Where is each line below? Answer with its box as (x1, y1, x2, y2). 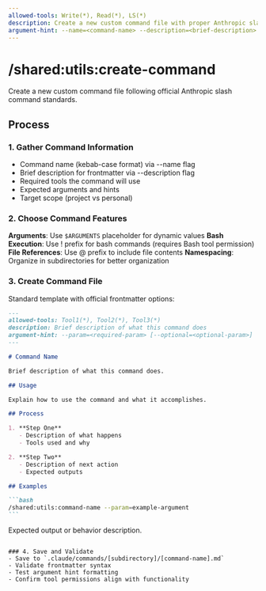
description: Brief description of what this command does (8, 324, 207, 332)
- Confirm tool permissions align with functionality (8, 575, 190, 584)
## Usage (8, 381, 37, 389)
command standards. (8, 95, 78, 104)
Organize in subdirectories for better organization (8, 256, 169, 266)
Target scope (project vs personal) (19, 193, 133, 203)
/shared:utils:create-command (8, 60, 216, 78)
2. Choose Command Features (8, 213, 128, 224)
